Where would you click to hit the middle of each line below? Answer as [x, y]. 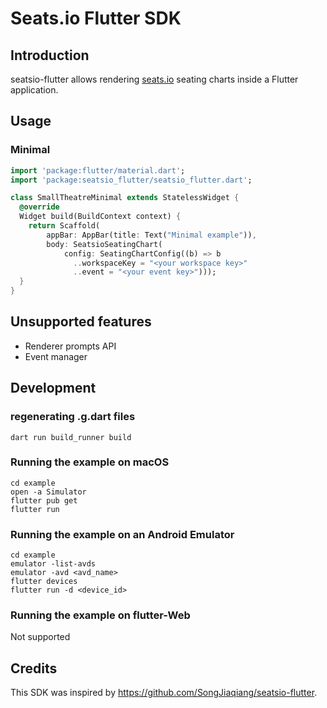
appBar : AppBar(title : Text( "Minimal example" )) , [151, 235]
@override [39, 207]
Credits [34, 668]
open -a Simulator [48, 492]
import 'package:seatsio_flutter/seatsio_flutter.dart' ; [131, 180]
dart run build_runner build [71, 437]
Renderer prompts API [70, 346]
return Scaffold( [64, 226]
